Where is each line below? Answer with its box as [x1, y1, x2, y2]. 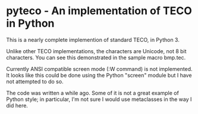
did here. [6, 102, 29, 109]
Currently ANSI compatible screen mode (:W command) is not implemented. [6, 65, 193, 72]
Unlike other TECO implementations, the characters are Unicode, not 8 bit [6, 47, 187, 54]
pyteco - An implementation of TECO [6, 4, 192, 18]
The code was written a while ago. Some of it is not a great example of [6, 89, 180, 96]
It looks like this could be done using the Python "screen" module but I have [6, 71, 192, 79]
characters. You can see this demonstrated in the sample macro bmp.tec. [6, 54, 186, 61]
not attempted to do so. [6, 78, 64, 85]
